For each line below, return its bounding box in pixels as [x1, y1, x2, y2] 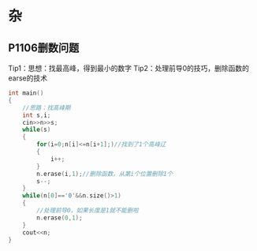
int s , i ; [22, 111, 51, 119]
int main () [8, 89, 44, 97]
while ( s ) [22, 126, 51, 134]
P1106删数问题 [8, 41, 80, 54]
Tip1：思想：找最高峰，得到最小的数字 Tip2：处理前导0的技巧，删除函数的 [8, 64, 250, 73]
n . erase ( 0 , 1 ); [36, 214, 83, 222]
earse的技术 [8, 73, 47, 83]
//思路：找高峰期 [22, 103, 71, 111]
